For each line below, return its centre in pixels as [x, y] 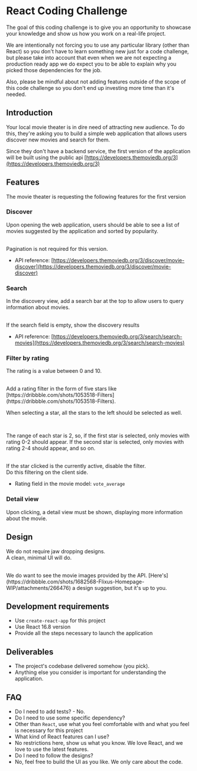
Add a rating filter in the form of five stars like [62, 389]
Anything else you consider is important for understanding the [91, 672]
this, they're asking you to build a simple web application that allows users [97, 133]
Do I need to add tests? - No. [50, 712]
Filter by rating [28, 358]
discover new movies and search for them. [58, 140]
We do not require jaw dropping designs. [56, 551]
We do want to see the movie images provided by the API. [77, 575]
